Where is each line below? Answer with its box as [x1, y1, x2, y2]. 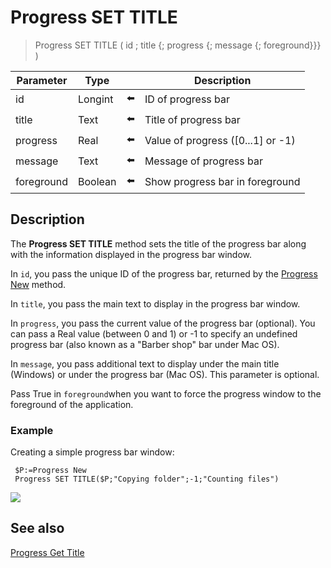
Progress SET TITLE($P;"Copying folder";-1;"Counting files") [14, 474, 280, 485]
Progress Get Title [10, 546, 85, 558]
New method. [10, 278, 67, 290]
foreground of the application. [10, 398, 134, 410]
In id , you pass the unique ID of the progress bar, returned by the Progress [10, 267, 318, 280]
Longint [78, 92, 114, 106]
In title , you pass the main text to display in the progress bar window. [10, 297, 301, 310]
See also [10, 520, 65, 537]
